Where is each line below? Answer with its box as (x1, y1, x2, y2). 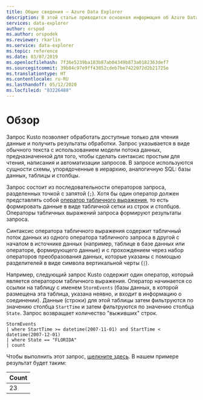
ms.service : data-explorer (6, 43, 74, 49)
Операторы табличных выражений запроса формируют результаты (6, 209, 181, 216)
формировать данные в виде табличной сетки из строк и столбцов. (6, 203, 181, 210)
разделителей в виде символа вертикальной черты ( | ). (6, 259, 149, 266)
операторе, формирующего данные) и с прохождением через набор (6, 246, 184, 253)
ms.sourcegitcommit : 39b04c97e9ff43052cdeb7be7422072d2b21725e (6, 65, 169, 71)
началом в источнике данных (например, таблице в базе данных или (6, 240, 185, 247)
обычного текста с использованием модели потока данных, (6, 146, 162, 153)
